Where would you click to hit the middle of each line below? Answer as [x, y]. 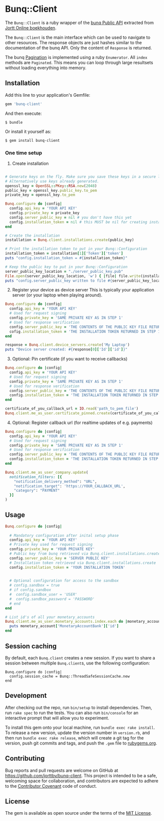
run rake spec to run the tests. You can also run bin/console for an [72, 713]
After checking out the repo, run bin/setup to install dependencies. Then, [79, 707]
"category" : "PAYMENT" [37, 491]
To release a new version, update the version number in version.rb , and [78, 733]
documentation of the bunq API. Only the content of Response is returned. [79, 48]
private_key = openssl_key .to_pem [40, 195]
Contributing [25, 758]
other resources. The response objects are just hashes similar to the [74, 42]
